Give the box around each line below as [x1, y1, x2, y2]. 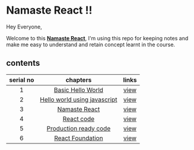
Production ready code [46, 124, 111, 132]
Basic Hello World [53, 85, 104, 94]
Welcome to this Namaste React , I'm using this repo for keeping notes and [6, 34, 189, 42]
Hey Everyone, [6, 23, 43, 30]
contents [6, 58, 40, 68]
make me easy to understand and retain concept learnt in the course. [6, 41, 176, 48]
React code [62, 114, 95, 123]
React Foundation [54, 134, 103, 142]
